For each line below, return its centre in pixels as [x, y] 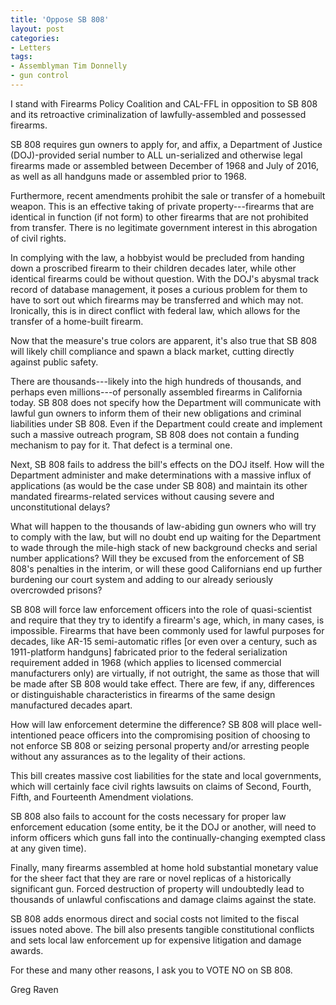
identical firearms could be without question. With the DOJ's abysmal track [165, 278]
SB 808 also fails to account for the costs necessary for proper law [148, 816]
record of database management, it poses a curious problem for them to [159, 289]
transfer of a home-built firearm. [77, 321]
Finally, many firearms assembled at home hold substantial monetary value [164, 867]
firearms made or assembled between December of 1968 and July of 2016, [165, 165]
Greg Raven [34, 989]
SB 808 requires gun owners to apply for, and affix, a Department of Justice [166, 144]
